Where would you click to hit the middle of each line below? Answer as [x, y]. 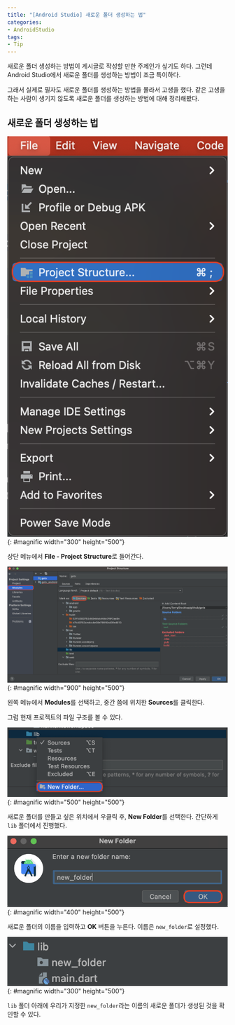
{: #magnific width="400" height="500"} [66, 912]
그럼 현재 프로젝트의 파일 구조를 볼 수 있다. [65, 717]
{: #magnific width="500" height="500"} [66, 802]
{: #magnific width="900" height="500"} [66, 688]
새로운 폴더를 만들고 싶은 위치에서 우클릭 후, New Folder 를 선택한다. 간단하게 [113, 816]
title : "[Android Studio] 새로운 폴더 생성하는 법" [77, 15]
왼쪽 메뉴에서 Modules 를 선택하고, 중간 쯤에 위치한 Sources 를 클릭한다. [106, 702]
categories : [24, 22]
